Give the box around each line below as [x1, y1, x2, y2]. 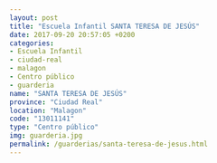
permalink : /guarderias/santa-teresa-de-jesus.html [9, 139, 208, 149]
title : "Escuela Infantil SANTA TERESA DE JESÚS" [9, 22, 201, 31]
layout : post [9, 13, 59, 23]
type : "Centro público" [9, 123, 99, 132]
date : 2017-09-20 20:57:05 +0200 [9, 30, 136, 39]
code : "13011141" [9, 114, 75, 123]
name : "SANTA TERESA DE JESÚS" [9, 89, 127, 98]
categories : [9, 38, 54, 48]
